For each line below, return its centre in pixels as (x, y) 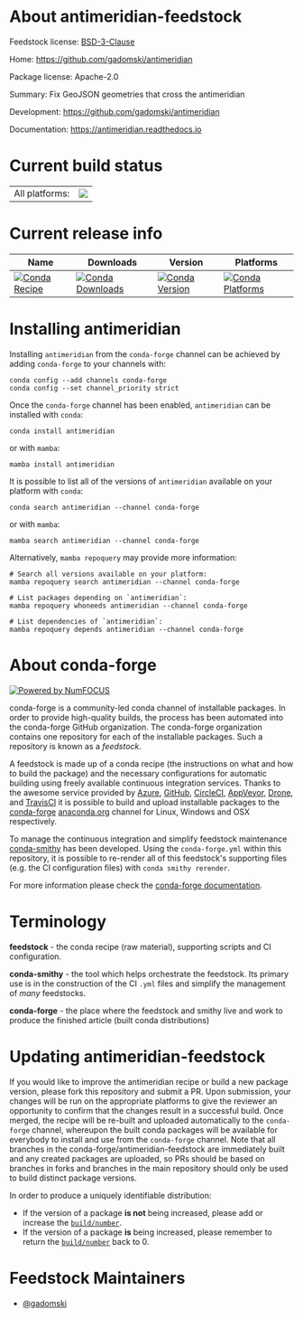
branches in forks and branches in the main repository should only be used (149, 1168)
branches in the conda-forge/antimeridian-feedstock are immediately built (147, 1149)
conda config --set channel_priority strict (94, 388)
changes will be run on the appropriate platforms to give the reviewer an (143, 1101)
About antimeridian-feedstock (126, 17)
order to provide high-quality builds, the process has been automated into (147, 717)
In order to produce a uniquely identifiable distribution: (110, 1195)
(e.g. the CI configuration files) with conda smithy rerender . (119, 867)
